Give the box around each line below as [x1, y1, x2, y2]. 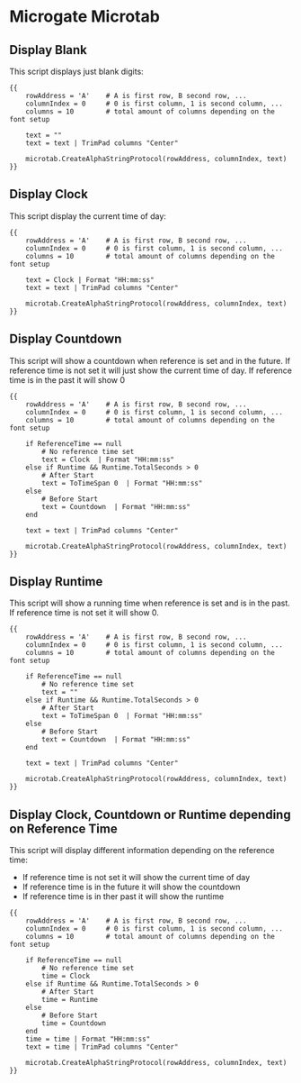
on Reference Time [9, 821, 119, 836]
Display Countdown [9, 332, 122, 347]
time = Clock [41, 971, 91, 981]
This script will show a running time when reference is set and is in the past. [9, 597, 290, 609]
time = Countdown [41, 1019, 106, 1028]
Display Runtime [9, 574, 103, 589]
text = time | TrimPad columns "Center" [25, 1042, 179, 1051]
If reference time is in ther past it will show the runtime [22, 891, 225, 902]
